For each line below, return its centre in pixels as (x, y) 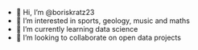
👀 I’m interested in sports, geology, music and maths (103, 21)
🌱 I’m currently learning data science (77, 29)
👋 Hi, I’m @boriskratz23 (55, 12)
